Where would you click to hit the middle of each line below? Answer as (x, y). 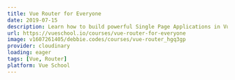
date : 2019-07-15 (33, 20)
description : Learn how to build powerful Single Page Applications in (114, 26)
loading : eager (29, 53)
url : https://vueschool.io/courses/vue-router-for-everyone (97, 33)
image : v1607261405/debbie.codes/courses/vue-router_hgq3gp (97, 40)
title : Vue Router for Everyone (54, 14)
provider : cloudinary (39, 46)
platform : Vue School (39, 65)
